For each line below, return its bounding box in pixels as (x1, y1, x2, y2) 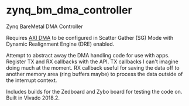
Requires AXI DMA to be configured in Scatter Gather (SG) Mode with (6, 34, 174, 41)
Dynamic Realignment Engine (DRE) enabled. (6, 40, 115, 47)
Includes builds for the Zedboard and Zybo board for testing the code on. (6, 88, 183, 95)
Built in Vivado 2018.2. (6, 94, 60, 101)
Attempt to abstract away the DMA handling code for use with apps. (6, 52, 170, 59)
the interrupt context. (6, 77, 57, 84)
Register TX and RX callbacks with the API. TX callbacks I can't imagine (6, 58, 178, 65)
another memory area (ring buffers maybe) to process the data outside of (6, 70, 183, 77)
